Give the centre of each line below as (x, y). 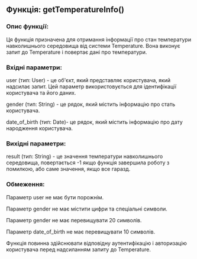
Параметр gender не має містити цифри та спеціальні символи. (87, 209)
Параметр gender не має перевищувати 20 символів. (74, 220)
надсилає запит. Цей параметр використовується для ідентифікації (91, 86)
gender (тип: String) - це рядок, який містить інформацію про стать (91, 104)
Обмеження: (26, 184)
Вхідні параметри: (34, 67)
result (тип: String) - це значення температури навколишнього (85, 157)
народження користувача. (39, 128)
